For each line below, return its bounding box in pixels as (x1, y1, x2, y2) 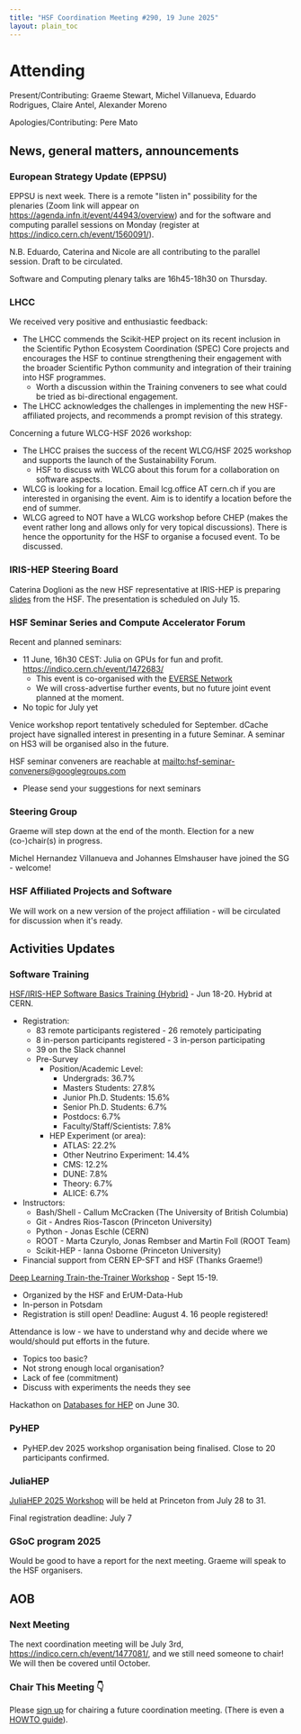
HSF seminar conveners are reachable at (9, 756, 161, 767)
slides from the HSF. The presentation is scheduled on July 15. (9, 594, 241, 604)
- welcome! (9, 862, 51, 874)
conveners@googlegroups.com (9, 766, 127, 776)
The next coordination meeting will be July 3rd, (9, 1639, 184, 1649)
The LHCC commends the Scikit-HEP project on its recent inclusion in (22, 334, 281, 345)
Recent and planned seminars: (9, 637, 122, 648)
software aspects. (35, 474, 103, 485)
